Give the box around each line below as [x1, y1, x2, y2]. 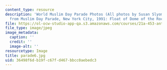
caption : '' [9, 35, 35, 40]
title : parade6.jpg [5, 53, 46, 58]
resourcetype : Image [5, 48, 48, 53]
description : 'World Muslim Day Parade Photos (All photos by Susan [5, 12, 150, 17]
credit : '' [9, 39, 32, 44]
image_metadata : [5, 30, 39, 35]
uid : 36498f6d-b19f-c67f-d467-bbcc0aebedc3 [5, 58, 97, 63]
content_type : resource [5, 7, 55, 12]
